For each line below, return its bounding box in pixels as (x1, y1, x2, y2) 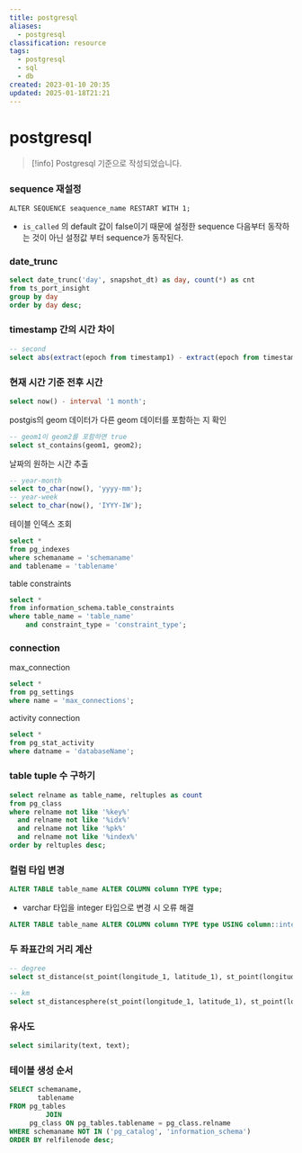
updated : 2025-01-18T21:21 (9, 88, 111, 97)
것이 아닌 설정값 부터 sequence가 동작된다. (31, 231, 184, 243)
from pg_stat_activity (9, 738, 94, 747)
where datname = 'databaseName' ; (9, 746, 135, 756)
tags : (9, 47, 30, 56)
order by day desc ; (9, 301, 83, 310)
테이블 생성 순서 (9, 1064, 74, 1076)
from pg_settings (9, 688, 75, 698)
